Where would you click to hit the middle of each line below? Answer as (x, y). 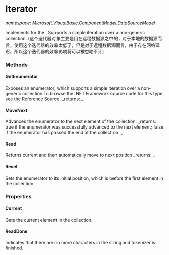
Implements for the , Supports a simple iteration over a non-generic (75, 32)
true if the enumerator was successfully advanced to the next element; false (84, 127)
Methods (16, 65)
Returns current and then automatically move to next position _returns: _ (80, 155)
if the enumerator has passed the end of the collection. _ (64, 133)
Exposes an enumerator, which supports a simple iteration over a (73, 88)
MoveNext (16, 110)
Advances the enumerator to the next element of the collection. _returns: (81, 121)
